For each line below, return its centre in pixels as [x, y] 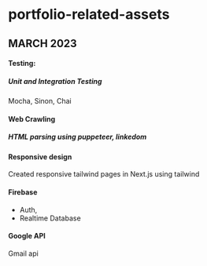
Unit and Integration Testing [55, 81]
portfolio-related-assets [89, 15]
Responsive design [40, 157]
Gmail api [24, 253]
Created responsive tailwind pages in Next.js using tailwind [104, 174]
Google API [27, 236]
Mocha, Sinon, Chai [40, 101]
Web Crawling [32, 118]
